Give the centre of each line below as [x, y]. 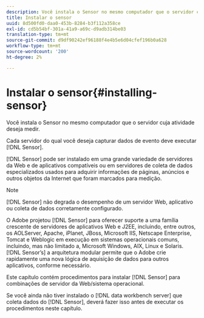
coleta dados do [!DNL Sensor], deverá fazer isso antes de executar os [95, 302]
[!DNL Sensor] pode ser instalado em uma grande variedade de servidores [100, 159]
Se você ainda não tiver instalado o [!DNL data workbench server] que [94, 295]
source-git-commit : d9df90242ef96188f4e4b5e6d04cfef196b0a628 [87, 40]
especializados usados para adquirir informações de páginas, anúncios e [98, 171]
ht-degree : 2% [24, 57]
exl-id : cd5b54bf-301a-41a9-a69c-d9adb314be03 [66, 29]
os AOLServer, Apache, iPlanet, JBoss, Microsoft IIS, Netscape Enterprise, [99, 233]
